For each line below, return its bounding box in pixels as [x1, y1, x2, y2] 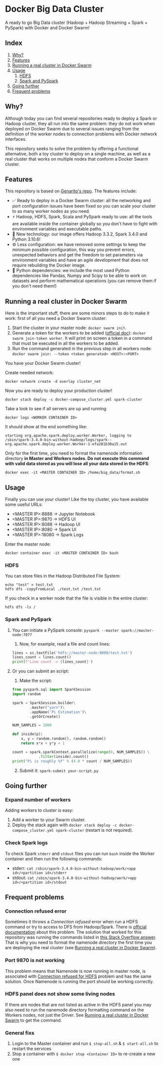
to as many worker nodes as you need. [12, 209, 90, 214]
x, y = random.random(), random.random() [21, 736, 106, 741]
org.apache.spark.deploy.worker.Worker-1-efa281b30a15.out [5, 442, 127, 447]
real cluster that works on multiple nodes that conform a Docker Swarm [5, 156, 148, 162]
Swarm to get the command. [5, 1017, 62, 1023]
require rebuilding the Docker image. [12, 262, 86, 268]
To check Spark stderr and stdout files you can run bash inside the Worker [5, 851, 155, 857]
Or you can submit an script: [12, 668, 69, 674]
